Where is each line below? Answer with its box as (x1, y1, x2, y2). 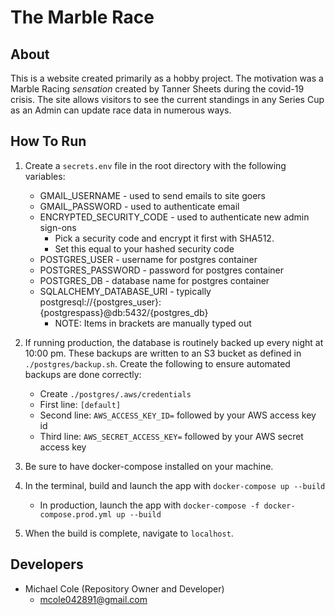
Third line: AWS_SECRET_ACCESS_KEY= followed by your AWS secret (39, 430, 304, 442)
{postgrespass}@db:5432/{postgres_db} (39, 306, 209, 318)
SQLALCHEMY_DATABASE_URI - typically (39, 285, 212, 297)
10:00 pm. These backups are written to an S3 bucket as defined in (24, 347, 302, 359)
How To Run (10, 133, 87, 150)
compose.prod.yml (39, 509, 113, 520)
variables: (24, 170, 66, 182)
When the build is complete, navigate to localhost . (24, 527, 234, 539)
